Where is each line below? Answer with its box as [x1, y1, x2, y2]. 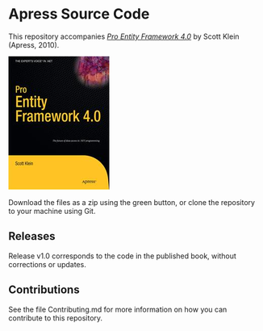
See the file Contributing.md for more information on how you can [8, 304, 228, 314]
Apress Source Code [8, 5, 150, 23]
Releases [8, 229, 56, 243]
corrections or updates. [8, 259, 86, 269]
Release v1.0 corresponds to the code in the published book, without [8, 251, 236, 261]
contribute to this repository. [8, 312, 103, 323]
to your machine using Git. [8, 206, 96, 216]
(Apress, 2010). [8, 40, 60, 49]
